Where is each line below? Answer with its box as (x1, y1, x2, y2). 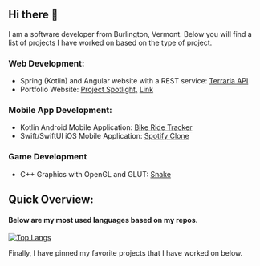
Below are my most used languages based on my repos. (8, 215, 198, 224)
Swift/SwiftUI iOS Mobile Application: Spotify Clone (19, 131, 190, 141)
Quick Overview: (8, 193, 94, 207)
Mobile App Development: (8, 105, 112, 116)
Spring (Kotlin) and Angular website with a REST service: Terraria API (19, 76, 249, 86)
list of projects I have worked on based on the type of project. (8, 38, 213, 47)
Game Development (8, 151, 87, 163)
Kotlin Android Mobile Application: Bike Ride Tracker (19, 123, 193, 132)
